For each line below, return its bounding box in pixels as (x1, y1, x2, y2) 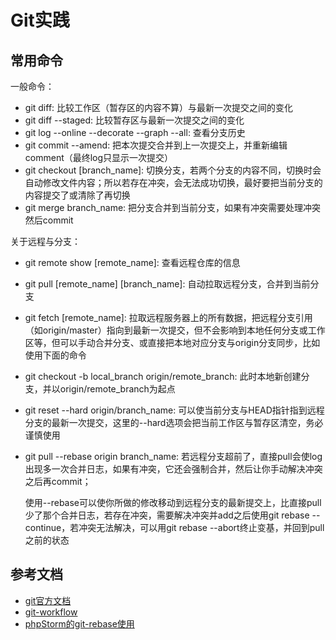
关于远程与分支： (10, 236, 81, 247)
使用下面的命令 (24, 349, 87, 361)
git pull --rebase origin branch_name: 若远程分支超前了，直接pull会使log (24, 451, 323, 462)
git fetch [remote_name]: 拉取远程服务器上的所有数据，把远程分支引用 (24, 312, 313, 323)
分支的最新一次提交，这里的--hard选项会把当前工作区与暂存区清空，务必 (24, 417, 324, 428)
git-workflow (24, 606, 78, 618)
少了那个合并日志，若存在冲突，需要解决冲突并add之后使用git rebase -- (24, 509, 321, 521)
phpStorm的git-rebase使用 (24, 617, 135, 630)
